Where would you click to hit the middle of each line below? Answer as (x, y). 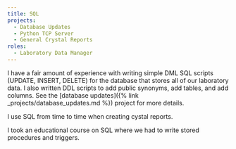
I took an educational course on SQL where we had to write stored (103, 130)
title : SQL (23, 14)
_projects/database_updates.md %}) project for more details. (96, 103)
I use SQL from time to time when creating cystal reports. (90, 116)
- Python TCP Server (44, 33)
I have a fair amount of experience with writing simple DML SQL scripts (110, 73)
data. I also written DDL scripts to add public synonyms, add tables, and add (118, 88)
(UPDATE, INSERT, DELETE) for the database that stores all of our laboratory (118, 80)
